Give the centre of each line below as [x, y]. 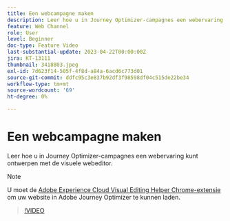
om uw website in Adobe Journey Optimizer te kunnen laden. [94, 197]
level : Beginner [30, 39]
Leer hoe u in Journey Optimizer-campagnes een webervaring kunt [103, 156]
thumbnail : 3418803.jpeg [43, 65]
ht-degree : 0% [28, 97]
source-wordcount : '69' [41, 90]
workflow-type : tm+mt [38, 84]
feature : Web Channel [38, 26]
